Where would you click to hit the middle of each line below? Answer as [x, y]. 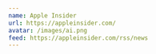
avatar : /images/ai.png [48, 30]
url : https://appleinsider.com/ [62, 23]
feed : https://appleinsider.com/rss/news [78, 38]
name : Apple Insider [43, 15]
